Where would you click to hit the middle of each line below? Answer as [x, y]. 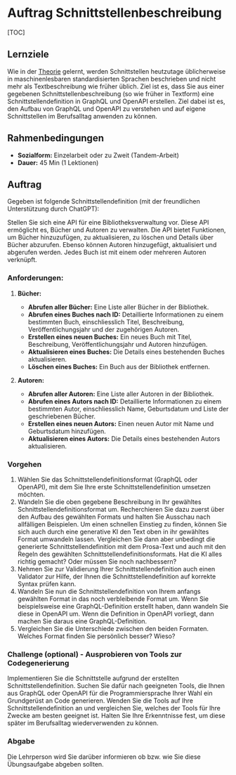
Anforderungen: [35, 278]
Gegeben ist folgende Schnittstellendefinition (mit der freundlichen [104, 201]
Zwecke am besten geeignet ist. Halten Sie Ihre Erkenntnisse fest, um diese [117, 716]
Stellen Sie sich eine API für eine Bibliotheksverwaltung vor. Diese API [108, 223]
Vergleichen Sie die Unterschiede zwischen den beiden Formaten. [113, 628]
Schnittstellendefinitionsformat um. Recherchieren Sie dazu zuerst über [121, 509]
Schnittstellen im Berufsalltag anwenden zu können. [83, 116]
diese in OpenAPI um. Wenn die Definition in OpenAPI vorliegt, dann [116, 614]
